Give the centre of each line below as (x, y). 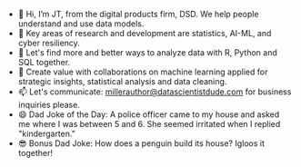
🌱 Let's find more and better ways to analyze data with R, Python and (147, 53)
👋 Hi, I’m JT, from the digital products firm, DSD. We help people (138, 14)
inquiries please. (49, 105)
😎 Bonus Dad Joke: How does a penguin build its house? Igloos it (141, 143)
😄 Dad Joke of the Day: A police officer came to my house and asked (149, 114)
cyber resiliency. (49, 43)
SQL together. (44, 62)
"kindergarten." (46, 133)
